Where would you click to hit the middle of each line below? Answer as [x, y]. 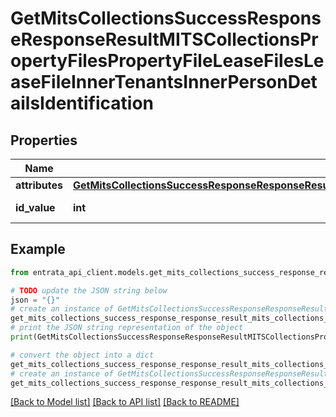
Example [38, 249]
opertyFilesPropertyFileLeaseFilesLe [167, 61]
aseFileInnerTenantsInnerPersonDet [164, 82]
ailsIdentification [82, 103]
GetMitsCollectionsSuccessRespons [166, 18]
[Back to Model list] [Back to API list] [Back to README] [125, 402]
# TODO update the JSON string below [89, 290]
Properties [44, 140]
